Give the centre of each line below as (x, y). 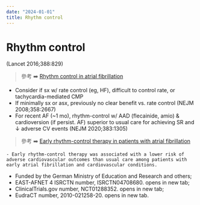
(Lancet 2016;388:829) (35, 64)
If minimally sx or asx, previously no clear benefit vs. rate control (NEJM (104, 103)
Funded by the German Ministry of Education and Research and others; (103, 176)
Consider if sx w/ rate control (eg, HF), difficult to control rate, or (95, 90)
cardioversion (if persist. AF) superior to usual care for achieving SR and (105, 122)
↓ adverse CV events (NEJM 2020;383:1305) (71, 129)
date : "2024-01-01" (31, 12)
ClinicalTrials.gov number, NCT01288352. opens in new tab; (89, 189)
